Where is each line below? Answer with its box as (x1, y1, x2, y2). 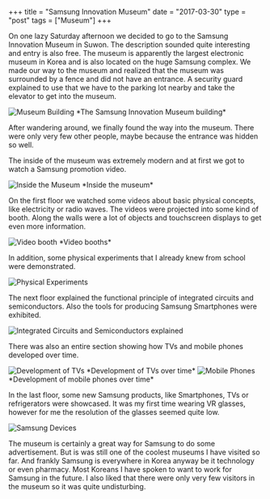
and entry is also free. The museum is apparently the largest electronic (8, 49, 244, 58)
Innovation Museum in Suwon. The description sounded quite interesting (8, 40, 251, 49)
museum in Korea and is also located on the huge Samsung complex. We (8, 57, 251, 66)
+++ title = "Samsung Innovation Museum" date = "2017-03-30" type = (8, 7, 247, 16)
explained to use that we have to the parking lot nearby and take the (8, 83, 235, 92)
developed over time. (8, 350, 79, 360)
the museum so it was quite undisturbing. (8, 482, 146, 491)
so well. (8, 140, 34, 149)
